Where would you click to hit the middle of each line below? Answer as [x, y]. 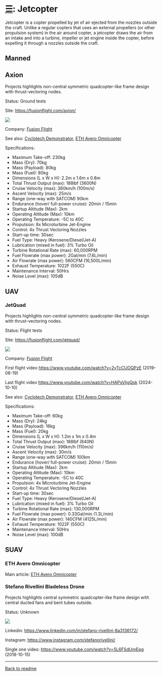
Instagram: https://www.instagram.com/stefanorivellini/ [60, 640]
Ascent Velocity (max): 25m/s [42, 193]
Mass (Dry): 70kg [29, 163]
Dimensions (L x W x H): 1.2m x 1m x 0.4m [54, 436]
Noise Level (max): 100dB [38, 534]
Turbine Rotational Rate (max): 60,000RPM [55, 250]
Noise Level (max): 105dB [38, 276]
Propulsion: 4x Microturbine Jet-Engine [51, 483]
